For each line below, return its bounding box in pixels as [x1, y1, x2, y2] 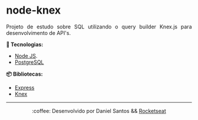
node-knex [6, 4, 61, 17]
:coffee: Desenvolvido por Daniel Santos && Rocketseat [32, 107, 166, 114]
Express [14, 84, 35, 91]
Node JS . [14, 52, 38, 59]
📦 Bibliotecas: [6, 70, 43, 77]
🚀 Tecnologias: [6, 41, 44, 48]
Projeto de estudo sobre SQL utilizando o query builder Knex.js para [6, 23, 192, 30]
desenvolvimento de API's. [6, 29, 71, 36]
